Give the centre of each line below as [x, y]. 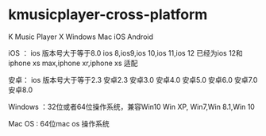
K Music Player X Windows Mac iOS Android [81, 37]
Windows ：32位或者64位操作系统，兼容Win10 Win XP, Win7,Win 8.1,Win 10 [132, 107]
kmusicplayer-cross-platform [108, 15]
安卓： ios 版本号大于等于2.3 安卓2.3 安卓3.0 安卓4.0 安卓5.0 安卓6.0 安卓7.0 [133, 80]
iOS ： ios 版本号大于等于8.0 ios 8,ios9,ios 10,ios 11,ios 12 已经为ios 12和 [126, 52]
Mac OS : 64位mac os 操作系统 [59, 123]
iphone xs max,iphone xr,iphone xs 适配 [73, 63]
